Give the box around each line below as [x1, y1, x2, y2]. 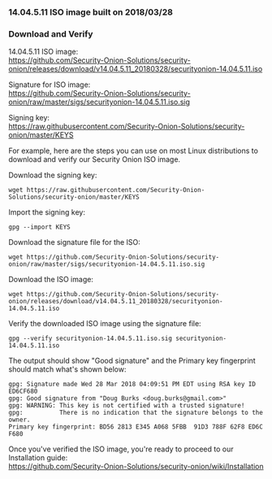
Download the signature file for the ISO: [8, 237, 140, 247]
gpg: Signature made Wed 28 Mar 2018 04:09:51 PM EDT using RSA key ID [8, 381, 256, 389]
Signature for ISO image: [8, 80, 91, 89]
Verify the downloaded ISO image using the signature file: [8, 319, 201, 329]
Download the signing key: [8, 170, 97, 181]
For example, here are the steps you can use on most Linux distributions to [8, 146, 258, 156]
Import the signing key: [8, 207, 85, 217]
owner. [8, 416, 31, 425]
